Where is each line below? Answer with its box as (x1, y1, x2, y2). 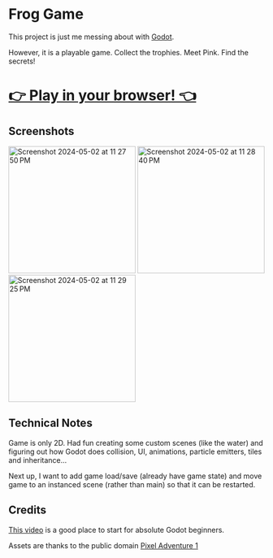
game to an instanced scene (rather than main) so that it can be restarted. (8, 479, 256, 489)
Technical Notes (8, 416, 93, 430)
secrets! (8, 56, 36, 66)
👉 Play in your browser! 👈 (8, 86, 197, 105)
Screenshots (8, 124, 75, 138)
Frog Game (8, 5, 84, 24)
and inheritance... (8, 455, 67, 464)
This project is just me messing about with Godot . (8, 32, 175, 41)
